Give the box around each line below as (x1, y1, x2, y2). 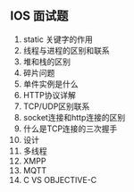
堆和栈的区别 (22, 56, 71, 67)
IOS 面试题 (10, 8, 69, 24)
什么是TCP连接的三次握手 (22, 123, 118, 134)
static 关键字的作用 (22, 34, 93, 45)
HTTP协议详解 (22, 89, 77, 100)
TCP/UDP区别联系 (22, 101, 90, 112)
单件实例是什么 (22, 79, 79, 89)
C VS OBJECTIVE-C (22, 174, 97, 185)
